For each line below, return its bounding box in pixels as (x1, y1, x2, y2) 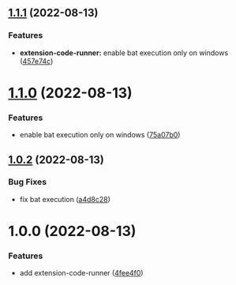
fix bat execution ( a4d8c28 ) (19, 194, 111, 204)
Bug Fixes (8, 177, 47, 188)
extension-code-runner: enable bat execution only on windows (19, 47, 229, 58)
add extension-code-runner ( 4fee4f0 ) (19, 268, 144, 278)
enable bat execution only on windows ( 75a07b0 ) (19, 130, 181, 140)
